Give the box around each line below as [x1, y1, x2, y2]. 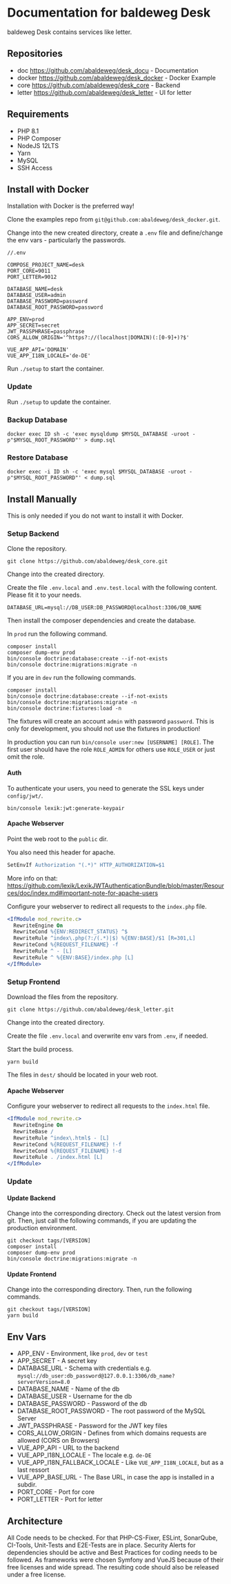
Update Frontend [7, 1270, 57, 1278]
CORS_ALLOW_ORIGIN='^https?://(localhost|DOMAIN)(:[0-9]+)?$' [7, 334, 190, 341]
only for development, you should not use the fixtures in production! [7, 725, 201, 733]
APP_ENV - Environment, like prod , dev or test [17, 1349, 148, 1358]
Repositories [7, 48, 63, 60]
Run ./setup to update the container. [7, 397, 112, 406]
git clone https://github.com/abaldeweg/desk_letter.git [7, 1006, 174, 1013]
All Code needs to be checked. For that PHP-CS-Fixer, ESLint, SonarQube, [7, 1533, 218, 1542]
